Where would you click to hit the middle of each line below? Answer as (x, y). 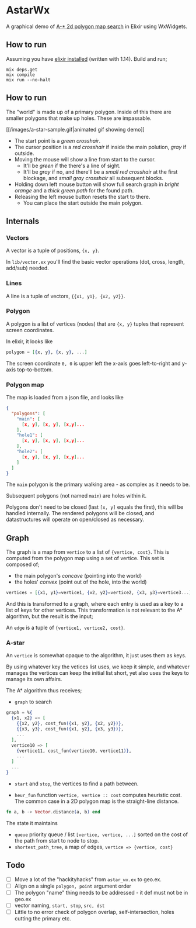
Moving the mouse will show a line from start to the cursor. (85, 159)
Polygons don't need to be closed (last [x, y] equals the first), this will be (95, 507)
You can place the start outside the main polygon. (83, 203)
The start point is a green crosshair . (57, 140)
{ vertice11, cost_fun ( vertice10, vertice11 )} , (74, 751)
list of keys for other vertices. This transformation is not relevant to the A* (94, 610)
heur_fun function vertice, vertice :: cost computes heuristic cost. (98, 795)
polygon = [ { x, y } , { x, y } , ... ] (47, 352)
